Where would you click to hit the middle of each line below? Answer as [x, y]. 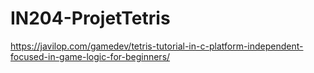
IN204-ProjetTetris [90, 18]
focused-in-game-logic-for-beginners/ [90, 56]
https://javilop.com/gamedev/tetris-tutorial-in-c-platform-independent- [157, 46]
